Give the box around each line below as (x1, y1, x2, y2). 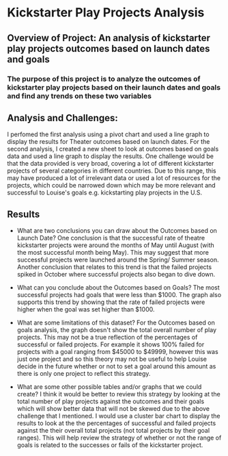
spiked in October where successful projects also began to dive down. (16, 270, 216, 279)
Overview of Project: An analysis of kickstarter (7, 32, 210, 44)
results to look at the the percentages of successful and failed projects (16, 419, 216, 427)
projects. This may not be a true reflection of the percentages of (16, 333, 198, 342)
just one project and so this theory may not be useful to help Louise (16, 355, 207, 364)
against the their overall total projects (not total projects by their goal (16, 427, 210, 435)
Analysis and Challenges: (7, 112, 118, 124)
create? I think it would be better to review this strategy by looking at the (16, 390, 220, 398)
